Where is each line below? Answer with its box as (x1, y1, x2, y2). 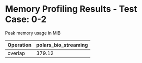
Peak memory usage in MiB (5, 30, 61, 36)
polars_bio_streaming (36, 42, 88, 48)
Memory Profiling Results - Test (5, 3, 138, 15)
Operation (7, 42, 32, 48)
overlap (7, 50, 26, 57)
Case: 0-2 (5, 14, 47, 25)
